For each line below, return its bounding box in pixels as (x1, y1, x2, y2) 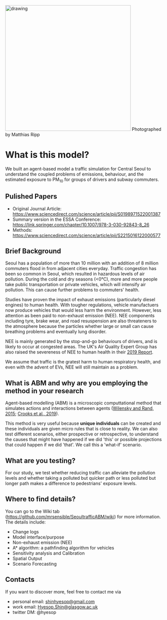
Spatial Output (12, 555, 43, 561)
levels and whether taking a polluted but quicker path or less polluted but (5, 475, 156, 481)
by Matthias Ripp (5, 132, 40, 137)
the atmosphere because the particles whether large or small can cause (5, 323, 154, 329)
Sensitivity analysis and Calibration (12, 550, 85, 556)
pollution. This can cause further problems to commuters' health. (5, 287, 139, 293)
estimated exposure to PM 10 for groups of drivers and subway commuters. (5, 176, 159, 184)
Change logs (12, 528, 39, 535)
